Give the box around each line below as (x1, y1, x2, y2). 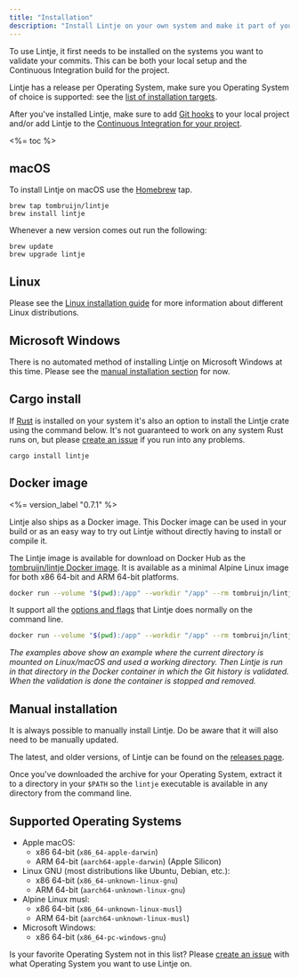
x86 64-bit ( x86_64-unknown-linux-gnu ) (35, 875, 179, 886)
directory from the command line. (9, 788, 132, 798)
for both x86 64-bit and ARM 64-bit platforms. (9, 571, 180, 582)
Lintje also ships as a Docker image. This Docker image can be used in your (9, 517, 287, 527)
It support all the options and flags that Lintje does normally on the (9, 605, 254, 615)
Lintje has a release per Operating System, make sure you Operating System (9, 82, 289, 92)
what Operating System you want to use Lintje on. (9, 958, 192, 969)
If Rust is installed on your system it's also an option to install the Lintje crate (9, 415, 289, 426)
